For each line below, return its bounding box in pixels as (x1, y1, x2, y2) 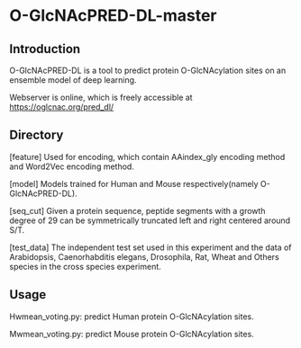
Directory (9, 128, 64, 143)
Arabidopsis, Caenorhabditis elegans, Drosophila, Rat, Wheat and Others (9, 251, 279, 262)
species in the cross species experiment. (9, 261, 162, 272)
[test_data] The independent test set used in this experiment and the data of (9, 242, 292, 253)
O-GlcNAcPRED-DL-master (9, 5, 217, 26)
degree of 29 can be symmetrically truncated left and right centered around (9, 215, 291, 226)
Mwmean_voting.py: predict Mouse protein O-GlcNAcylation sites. (9, 328, 254, 339)
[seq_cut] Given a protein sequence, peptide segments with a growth (9, 205, 266, 216)
